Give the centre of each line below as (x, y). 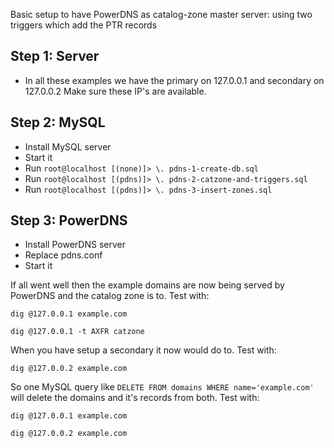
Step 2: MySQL (58, 122)
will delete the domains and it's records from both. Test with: (135, 398)
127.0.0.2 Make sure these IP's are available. (115, 91)
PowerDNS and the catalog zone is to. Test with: (110, 296)
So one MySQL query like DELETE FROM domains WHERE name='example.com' (162, 387)
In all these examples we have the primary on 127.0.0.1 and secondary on (174, 80)
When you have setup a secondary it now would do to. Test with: (143, 350)
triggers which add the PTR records (84, 25)
